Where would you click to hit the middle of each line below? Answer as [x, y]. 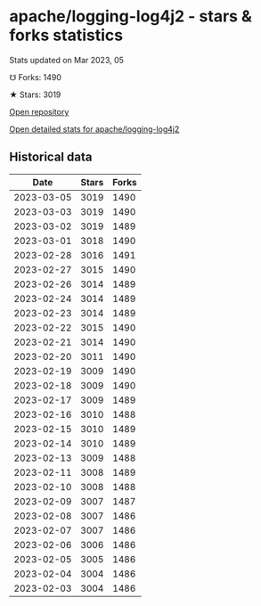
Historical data [51, 157]
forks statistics [66, 35]
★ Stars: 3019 [35, 94]
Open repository [39, 111]
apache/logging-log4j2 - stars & [130, 16]
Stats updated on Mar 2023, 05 [67, 60]
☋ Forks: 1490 [36, 77]
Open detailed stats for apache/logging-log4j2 [94, 129]
